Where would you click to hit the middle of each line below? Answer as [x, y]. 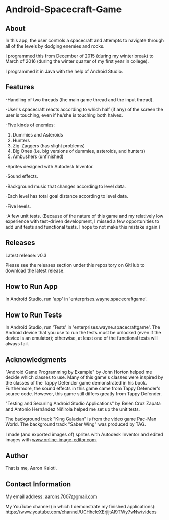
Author [17, 456]
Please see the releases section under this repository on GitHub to [75, 265]
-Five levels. [18, 206]
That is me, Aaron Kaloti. [31, 468]
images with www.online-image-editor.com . [51, 440]
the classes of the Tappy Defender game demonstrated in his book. [76, 383]
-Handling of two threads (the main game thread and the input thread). [80, 99]
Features [20, 87]
